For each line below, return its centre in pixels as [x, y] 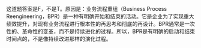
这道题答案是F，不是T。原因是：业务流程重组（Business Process [86, 9]
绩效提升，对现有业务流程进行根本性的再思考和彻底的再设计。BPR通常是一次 [101, 24]
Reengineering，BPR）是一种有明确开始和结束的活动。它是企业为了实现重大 [100, 16]
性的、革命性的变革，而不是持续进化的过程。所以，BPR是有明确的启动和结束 [101, 31]
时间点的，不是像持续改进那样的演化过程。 [59, 39]
